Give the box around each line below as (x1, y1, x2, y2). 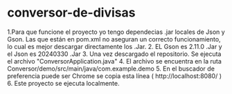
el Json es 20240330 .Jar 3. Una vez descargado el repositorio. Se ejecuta (7, 50, 222, 58)
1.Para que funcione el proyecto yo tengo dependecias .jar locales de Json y (7, 28, 225, 36)
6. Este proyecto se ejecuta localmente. (7, 79, 120, 87)
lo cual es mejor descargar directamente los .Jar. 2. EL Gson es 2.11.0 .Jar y (7, 42, 223, 50)
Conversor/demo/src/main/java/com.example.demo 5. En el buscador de (7, 64, 215, 73)
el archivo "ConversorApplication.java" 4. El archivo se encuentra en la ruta (7, 57, 222, 65)
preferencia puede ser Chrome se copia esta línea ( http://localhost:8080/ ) (7, 71, 222, 80)
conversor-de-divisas (7, 5, 136, 21)
